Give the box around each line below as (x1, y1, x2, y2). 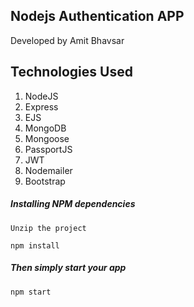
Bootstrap (24, 175, 66, 187)
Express (24, 100, 59, 113)
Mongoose (24, 132, 70, 144)
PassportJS (24, 143, 73, 155)
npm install (10, 240, 60, 251)
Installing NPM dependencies (10, 198, 136, 210)
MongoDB (24, 122, 67, 134)
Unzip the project (10, 223, 87, 233)
